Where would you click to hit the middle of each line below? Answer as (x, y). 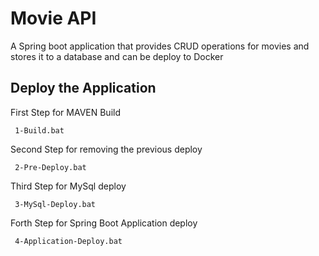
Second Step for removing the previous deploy (106, 149)
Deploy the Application (83, 88)
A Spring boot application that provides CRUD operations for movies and (160, 46)
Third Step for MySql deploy (68, 186)
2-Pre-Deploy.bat (50, 167)
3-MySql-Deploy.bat (55, 204)
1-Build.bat (39, 130)
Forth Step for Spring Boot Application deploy (104, 223)
